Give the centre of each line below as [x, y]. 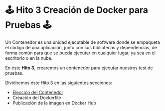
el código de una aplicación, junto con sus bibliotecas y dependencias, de [81, 47]
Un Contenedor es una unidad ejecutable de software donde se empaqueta [83, 42]
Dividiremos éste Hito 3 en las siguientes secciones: [59, 83]
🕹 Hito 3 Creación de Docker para [77, 10]
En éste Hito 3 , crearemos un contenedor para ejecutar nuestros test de [79, 68]
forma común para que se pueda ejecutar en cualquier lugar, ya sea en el [81, 53]
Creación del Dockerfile [37, 98]
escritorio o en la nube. [29, 58]
